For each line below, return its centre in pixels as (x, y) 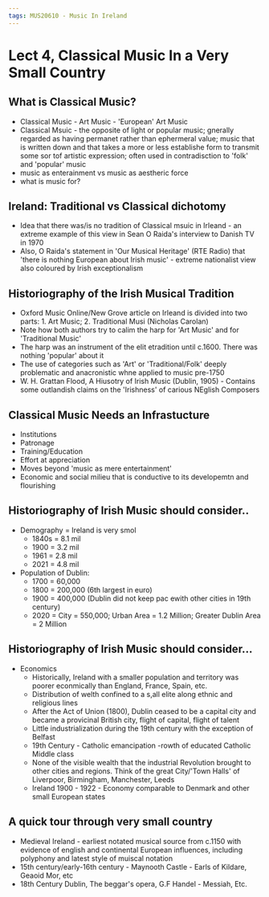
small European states (69, 797)
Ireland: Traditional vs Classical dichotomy (117, 207)
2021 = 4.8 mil (55, 564)
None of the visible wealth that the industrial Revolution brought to (141, 762)
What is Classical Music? (72, 102)
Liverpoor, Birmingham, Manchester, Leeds (103, 779)
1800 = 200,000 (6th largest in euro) (92, 589)
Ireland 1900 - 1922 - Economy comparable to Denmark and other (141, 788)
